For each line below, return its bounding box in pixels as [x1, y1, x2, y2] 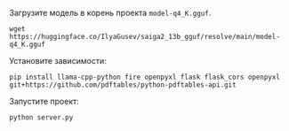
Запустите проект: [9, 96, 80, 106]
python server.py [9, 113, 74, 122]
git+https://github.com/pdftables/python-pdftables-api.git [9, 81, 237, 89]
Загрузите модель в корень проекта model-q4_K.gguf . [9, 8, 212, 18]
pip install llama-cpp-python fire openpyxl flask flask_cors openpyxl [9, 73, 280, 81]
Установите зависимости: [9, 56, 107, 65]
